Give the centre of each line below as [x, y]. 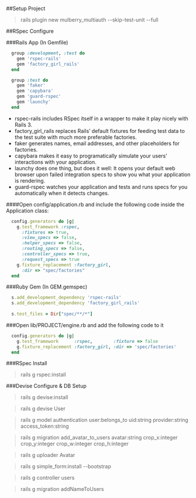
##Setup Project [26, 8]
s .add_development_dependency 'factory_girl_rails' [76, 303]
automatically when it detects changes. [62, 193]
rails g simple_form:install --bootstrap [66, 466]
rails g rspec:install [43, 375]
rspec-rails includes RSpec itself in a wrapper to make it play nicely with [101, 118]
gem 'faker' [31, 85]
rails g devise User [43, 408]
